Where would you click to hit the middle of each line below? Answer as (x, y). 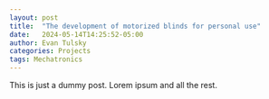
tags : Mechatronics (46, 59)
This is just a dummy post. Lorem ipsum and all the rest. (113, 85)
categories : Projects (50, 51)
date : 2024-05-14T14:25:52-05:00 (77, 34)
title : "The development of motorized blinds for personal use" (135, 26)
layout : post (34, 18)
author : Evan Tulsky (48, 43)
